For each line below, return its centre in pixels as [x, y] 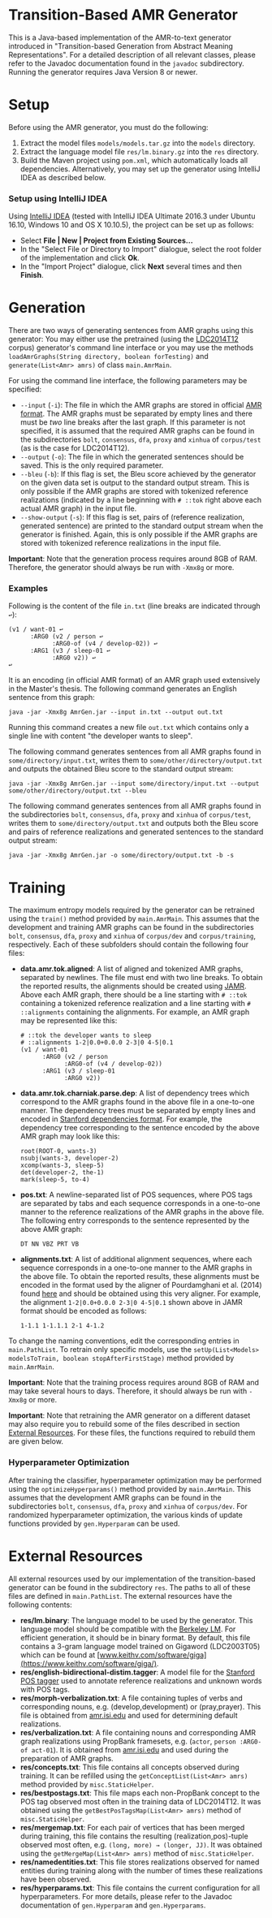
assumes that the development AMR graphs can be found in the [115, 1497]
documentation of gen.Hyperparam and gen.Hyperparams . [113, 1905]
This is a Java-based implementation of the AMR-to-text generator [120, 37]
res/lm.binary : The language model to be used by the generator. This [136, 1620]
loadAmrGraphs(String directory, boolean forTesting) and [108, 356]
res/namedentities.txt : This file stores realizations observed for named [140, 1862]
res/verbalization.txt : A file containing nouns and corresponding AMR [138, 1732]
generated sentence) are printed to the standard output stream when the [142, 526]
